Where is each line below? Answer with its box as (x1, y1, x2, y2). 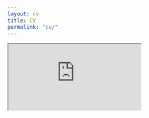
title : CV (7, 17, 37, 24)
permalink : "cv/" (7, 23, 59, 30)
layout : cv (7, 10, 40, 18)
